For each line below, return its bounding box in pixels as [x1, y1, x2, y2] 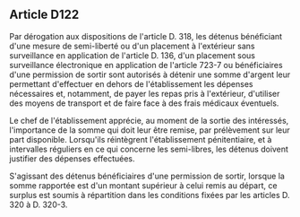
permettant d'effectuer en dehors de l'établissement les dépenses [9, 78, 253, 89]
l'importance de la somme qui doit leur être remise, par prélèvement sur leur [9, 125, 290, 135]
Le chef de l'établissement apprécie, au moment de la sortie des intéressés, [9, 115, 289, 126]
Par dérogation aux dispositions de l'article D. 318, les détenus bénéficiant [9, 30, 283, 41]
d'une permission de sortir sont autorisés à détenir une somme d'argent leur [9, 69, 291, 80]
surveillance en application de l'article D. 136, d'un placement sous [9, 49, 256, 61]
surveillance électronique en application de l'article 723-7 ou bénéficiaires [9, 59, 284, 70]
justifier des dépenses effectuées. [9, 152, 135, 164]
